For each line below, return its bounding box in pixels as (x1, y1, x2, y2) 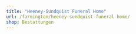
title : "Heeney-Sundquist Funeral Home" (6, 8, 107, 14)
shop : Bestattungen (6, 19, 54, 25)
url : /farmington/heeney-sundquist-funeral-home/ (6, 14, 131, 20)
